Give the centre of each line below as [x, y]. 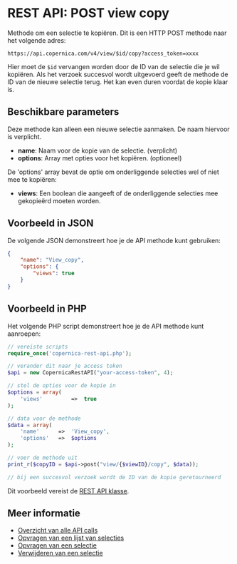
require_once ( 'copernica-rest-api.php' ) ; [70, 353]
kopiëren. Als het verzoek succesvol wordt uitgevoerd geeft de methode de [118, 74]
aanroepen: [24, 334]
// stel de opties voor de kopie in [62, 386]
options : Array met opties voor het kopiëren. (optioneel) [100, 158]
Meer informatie [44, 514]
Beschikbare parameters [63, 112]
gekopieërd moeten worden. [59, 200]
